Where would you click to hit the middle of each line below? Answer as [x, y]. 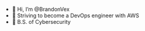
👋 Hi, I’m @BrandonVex [41, 9]
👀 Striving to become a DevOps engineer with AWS [76, 15]
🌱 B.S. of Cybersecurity [41, 22]
